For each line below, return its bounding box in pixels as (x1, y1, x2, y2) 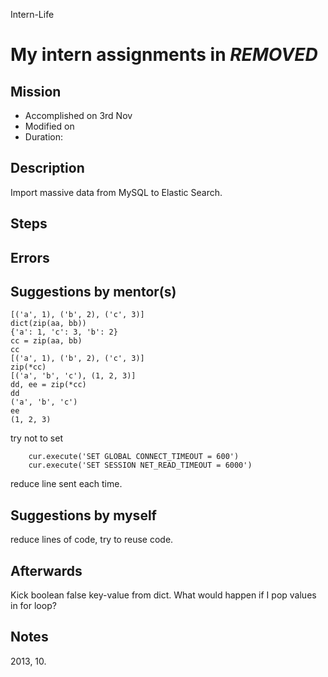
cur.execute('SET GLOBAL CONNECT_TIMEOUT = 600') (28, 452, 240, 462)
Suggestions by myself (10, 507, 157, 524)
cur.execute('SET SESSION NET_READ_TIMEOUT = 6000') (28, 460, 253, 471)
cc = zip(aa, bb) (10, 336, 83, 346)
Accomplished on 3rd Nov (24, 110, 133, 121)
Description (10, 160, 85, 177)
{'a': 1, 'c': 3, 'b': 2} (10, 327, 118, 338)
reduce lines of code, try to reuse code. (10, 534, 174, 546)
